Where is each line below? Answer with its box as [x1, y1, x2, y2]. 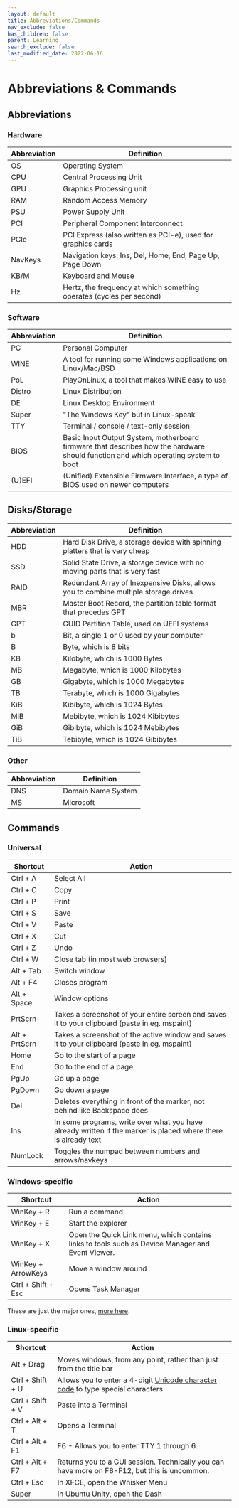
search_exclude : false [7, 43, 75, 50]
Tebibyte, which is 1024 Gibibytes [63, 734, 178, 744]
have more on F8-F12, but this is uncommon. [57, 1466, 210, 1476]
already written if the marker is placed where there [54, 1125, 223, 1135]
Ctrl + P [11, 897, 37, 907]
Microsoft [63, 798, 95, 808]
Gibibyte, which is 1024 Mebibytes [63, 722, 180, 732]
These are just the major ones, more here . [7, 1307, 130, 1315]
